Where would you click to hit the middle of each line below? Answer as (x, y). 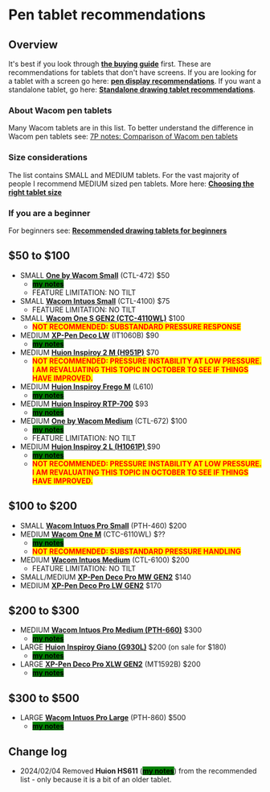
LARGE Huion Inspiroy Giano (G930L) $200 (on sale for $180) (123, 647)
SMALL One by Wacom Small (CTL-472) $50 (95, 275)
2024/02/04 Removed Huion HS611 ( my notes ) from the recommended (138, 770)
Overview (33, 45)
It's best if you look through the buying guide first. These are (110, 64)
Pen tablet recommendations (107, 15)
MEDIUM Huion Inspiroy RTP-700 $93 (84, 404)
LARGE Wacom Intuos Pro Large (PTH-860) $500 (103, 718)
